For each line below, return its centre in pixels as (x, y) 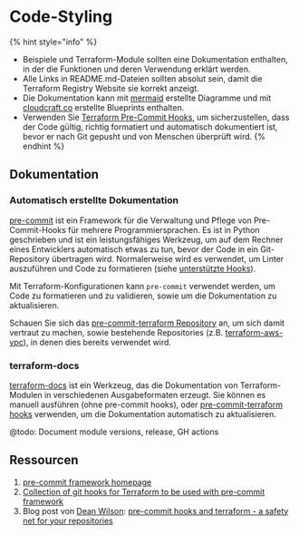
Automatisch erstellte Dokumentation (94, 200)
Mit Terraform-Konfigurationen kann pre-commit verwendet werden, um (143, 286)
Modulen (26, 394)
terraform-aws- (254, 332)
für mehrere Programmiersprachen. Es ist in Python (164, 229)
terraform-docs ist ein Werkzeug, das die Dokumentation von (124, 385)
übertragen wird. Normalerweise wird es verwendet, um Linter (168, 258)
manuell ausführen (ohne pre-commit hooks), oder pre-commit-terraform (146, 404)
